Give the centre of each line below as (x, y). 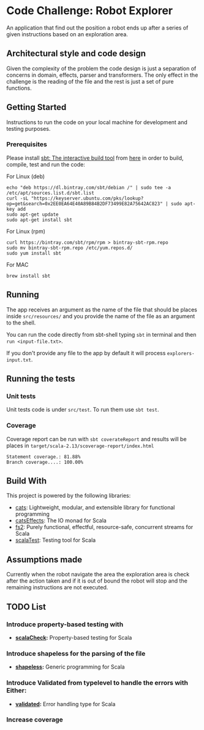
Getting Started (36, 107)
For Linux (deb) (25, 176)
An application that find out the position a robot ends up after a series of (97, 28)
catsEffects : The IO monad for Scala (61, 520)
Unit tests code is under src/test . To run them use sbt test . (83, 410)
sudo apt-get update (33, 214)
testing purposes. (28, 128)
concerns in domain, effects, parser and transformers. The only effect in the (102, 75)
